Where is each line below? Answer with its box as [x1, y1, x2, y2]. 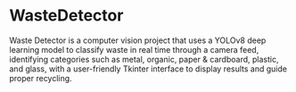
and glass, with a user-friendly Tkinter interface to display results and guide [9, 63, 288, 74]
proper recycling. [9, 72, 73, 83]
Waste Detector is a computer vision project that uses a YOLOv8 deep [9, 35, 267, 46]
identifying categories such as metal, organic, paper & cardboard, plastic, [9, 54, 279, 64]
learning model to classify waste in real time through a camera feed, [9, 44, 259, 54]
